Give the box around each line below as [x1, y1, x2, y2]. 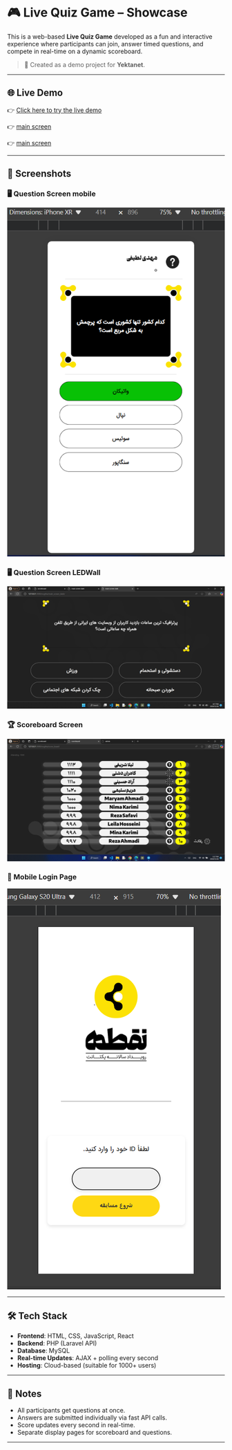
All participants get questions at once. [17, 1406, 126, 1415]
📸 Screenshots [7, 168, 72, 180]
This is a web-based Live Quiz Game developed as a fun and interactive [7, 32, 213, 41]
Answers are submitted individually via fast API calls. [17, 1413, 168, 1422]
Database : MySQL [17, 1346, 70, 1355]
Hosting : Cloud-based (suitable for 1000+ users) [17, 1361, 157, 1370]
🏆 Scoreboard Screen [7, 720, 84, 730]
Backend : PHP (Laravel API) [17, 1339, 97, 1348]
